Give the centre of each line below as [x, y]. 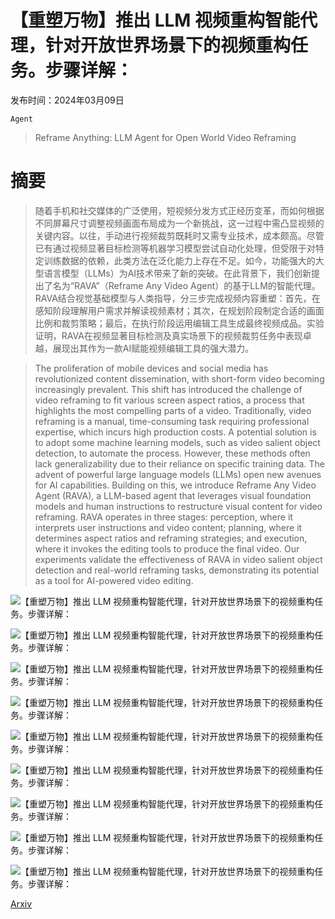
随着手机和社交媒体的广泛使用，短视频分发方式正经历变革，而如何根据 [179, 210]
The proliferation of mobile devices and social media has [151, 368]
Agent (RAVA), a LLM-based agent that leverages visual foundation [173, 495]
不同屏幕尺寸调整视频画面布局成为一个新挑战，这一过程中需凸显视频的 [179, 223]
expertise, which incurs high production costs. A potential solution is [175, 432]
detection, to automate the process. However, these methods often [172, 453]
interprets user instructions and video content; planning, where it [168, 527]
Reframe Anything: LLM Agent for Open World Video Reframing [165, 137]
